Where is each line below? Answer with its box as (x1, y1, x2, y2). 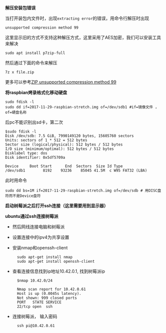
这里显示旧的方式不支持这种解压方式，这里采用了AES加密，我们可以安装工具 (5, 35, 162, 40)
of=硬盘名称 (5, 110, 27, 115)
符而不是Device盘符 (5, 193, 41, 198)
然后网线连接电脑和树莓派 (12, 224, 65, 230)
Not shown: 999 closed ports (17, 295, 77, 300)
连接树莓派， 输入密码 (12, 314, 57, 319)
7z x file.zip (5, 70, 35, 75)
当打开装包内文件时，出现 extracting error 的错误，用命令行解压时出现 (5, 15, 150, 21)
